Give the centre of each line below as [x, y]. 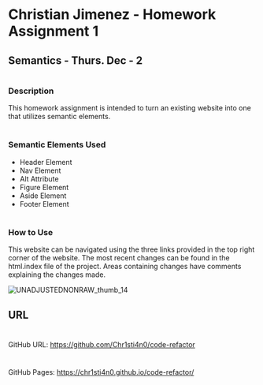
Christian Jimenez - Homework [112, 15]
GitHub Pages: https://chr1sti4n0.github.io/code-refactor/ [101, 372]
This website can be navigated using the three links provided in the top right [131, 249]
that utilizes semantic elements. [59, 117]
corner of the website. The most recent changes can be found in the [119, 258]
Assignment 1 [54, 31]
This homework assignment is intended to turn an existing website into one [130, 108]
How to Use [31, 232]
